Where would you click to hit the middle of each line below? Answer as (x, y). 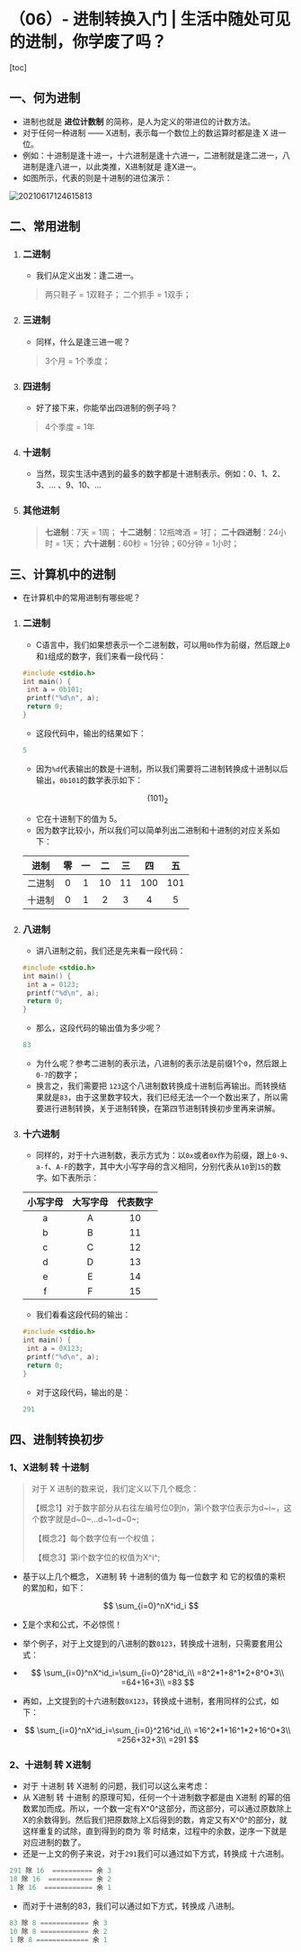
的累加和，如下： (54, 1588)
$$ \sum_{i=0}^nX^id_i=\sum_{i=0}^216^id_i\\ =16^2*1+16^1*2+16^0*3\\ (157, 1730)
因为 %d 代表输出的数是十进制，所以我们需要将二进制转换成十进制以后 (162, 769)
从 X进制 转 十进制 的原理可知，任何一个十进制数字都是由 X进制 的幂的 (152, 1797)
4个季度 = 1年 (70, 427)
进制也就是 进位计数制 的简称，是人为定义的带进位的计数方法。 (139, 121)
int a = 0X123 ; (55, 1349)
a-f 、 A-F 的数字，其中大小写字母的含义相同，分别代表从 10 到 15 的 (155, 1167)
